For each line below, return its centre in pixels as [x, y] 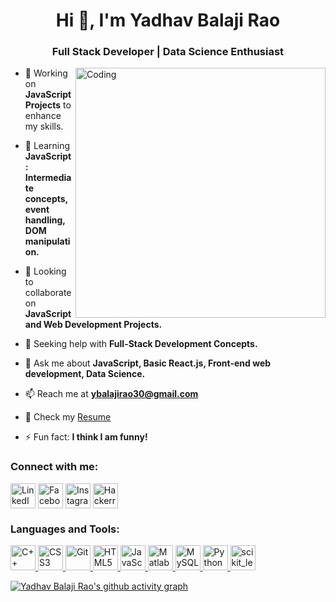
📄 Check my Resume [68, 417]
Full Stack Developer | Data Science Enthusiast [168, 52]
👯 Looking [45, 271]
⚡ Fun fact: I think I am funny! [86, 437]
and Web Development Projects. [93, 325]
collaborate [48, 293]
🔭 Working [46, 73]
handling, [45, 220]
